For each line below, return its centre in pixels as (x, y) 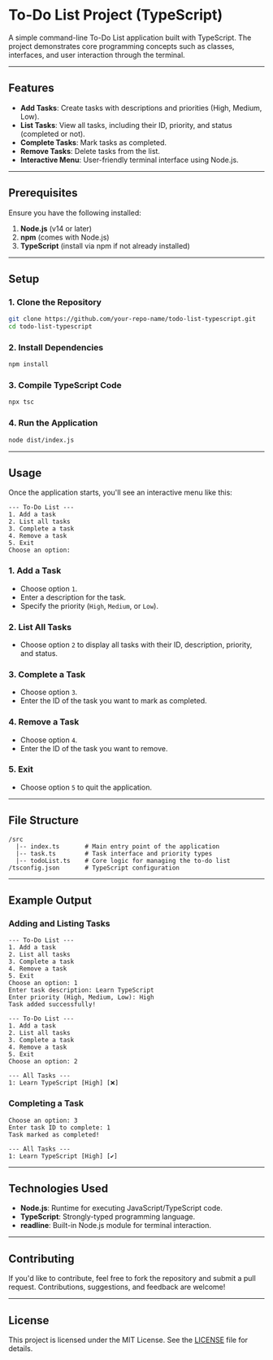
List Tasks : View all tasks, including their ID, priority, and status (126, 125)
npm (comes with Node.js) (65, 237)
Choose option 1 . (49, 588)
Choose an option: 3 (43, 1120)
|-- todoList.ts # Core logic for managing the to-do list (123, 860)
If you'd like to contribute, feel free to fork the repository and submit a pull (132, 1279)
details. (21, 1349)
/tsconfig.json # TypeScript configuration (94, 868)
